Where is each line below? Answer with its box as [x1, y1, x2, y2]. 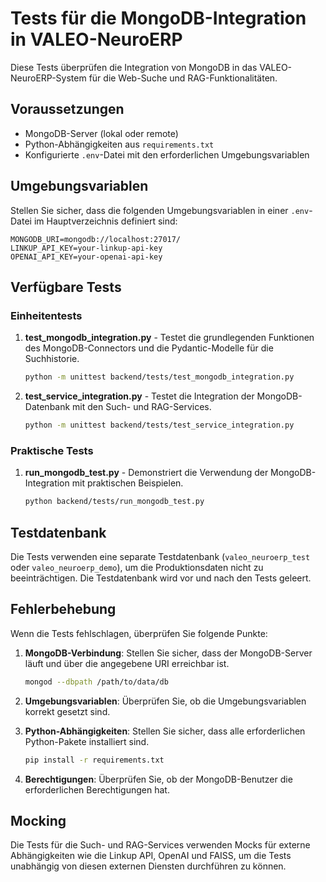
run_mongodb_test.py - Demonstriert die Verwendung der [24, 467, 269, 479]
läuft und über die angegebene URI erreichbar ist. [24, 657, 230, 669]
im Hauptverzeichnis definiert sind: [33, 215, 178, 227]
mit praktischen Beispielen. [71, 477, 184, 489]
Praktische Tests [10, 443, 94, 457]
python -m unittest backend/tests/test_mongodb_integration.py [24, 372, 295, 382]
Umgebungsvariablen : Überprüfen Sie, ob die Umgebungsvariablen [24, 695, 307, 707]
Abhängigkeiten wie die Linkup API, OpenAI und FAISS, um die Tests [10, 850, 292, 862]
